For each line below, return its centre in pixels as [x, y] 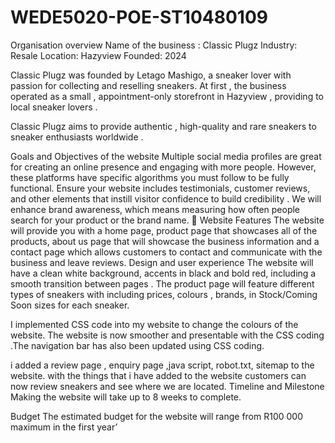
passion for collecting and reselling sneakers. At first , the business [148, 85]
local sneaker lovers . [54, 107]
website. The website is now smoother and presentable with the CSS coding [167, 335]
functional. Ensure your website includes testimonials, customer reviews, [160, 188]
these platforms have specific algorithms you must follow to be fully [150, 177]
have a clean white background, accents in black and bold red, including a [163, 273]
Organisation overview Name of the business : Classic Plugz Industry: [154, 45]
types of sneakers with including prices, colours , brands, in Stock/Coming [164, 294]
